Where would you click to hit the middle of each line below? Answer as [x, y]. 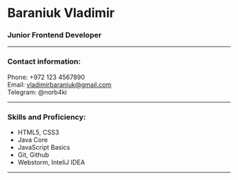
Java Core [33, 140]
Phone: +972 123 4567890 [46, 77]
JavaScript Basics [44, 148]
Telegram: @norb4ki [37, 92]
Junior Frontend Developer [55, 35]
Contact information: [44, 61]
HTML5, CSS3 [38, 133]
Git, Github [33, 155]
